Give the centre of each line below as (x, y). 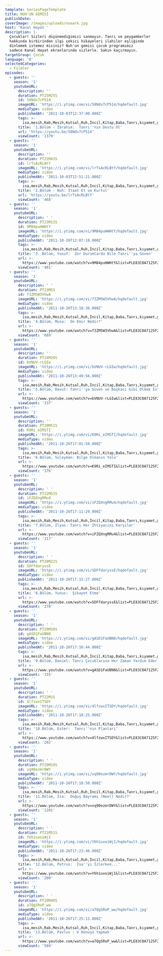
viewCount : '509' (35, 946)
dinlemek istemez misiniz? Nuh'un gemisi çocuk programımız (71, 46)
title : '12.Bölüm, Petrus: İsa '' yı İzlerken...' (69, 865)
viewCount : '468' (35, 199)
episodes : (15, 73)
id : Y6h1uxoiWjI (34, 837)
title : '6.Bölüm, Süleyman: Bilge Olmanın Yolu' (68, 457)
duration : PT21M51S (37, 833)
